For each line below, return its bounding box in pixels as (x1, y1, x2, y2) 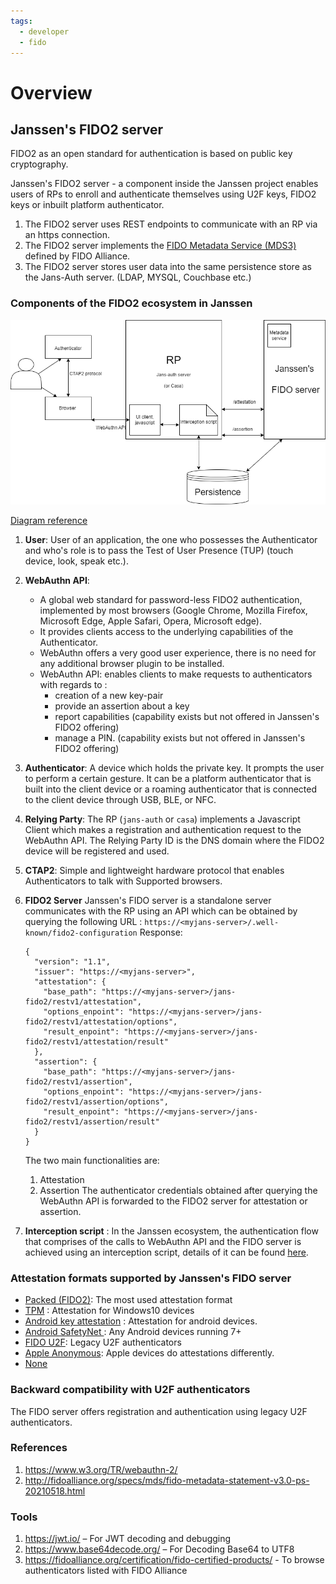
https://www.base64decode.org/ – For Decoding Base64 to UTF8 (24, 1543, 295, 1555)
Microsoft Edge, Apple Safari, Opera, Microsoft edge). (39, 615, 262, 627)
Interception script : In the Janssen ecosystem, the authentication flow (24, 1225, 319, 1237)
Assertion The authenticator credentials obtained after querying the (39, 1184, 318, 1196)
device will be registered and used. (24, 845, 170, 857)
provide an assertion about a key (54, 700, 190, 712)
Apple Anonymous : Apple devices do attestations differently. (24, 1347, 275, 1359)
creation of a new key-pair (54, 689, 164, 701)
